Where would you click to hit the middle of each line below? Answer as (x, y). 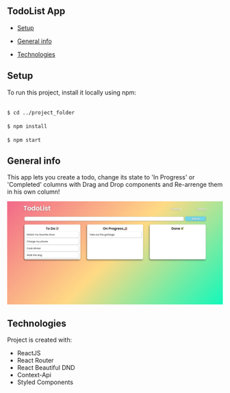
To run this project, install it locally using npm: (72, 92)
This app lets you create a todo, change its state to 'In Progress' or (101, 177)
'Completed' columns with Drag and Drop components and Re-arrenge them (115, 185)
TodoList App (36, 11)
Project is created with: (40, 340)
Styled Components (45, 382)
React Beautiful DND (46, 368)
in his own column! (34, 192)
